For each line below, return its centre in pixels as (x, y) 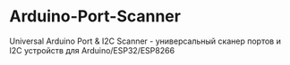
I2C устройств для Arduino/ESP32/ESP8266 (92, 50)
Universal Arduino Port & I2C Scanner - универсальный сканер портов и (145, 41)
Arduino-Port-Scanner (95, 16)
